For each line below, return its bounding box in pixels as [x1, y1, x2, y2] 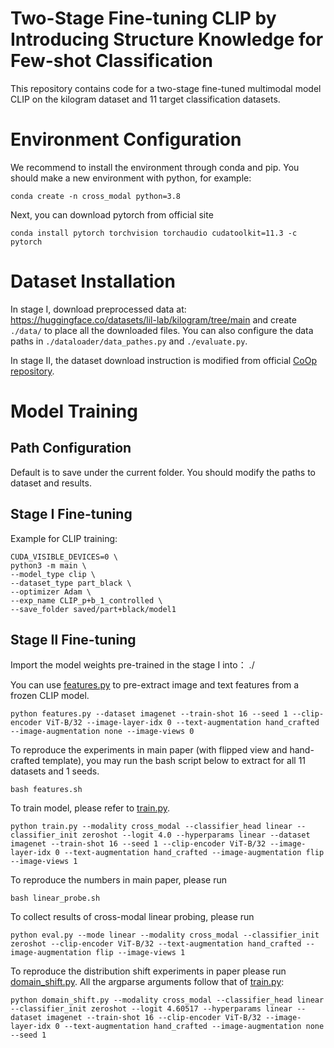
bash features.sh [10, 785, 83, 795]
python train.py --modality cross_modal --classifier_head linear [10, 822, 293, 832]
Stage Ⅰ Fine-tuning [10, 506, 133, 523]
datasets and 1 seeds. [10, 765, 100, 777]
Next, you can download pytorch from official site [10, 208, 214, 221]
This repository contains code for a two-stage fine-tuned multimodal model [10, 82, 322, 94]
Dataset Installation [10, 270, 176, 293]
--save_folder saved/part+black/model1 [10, 604, 177, 614]
